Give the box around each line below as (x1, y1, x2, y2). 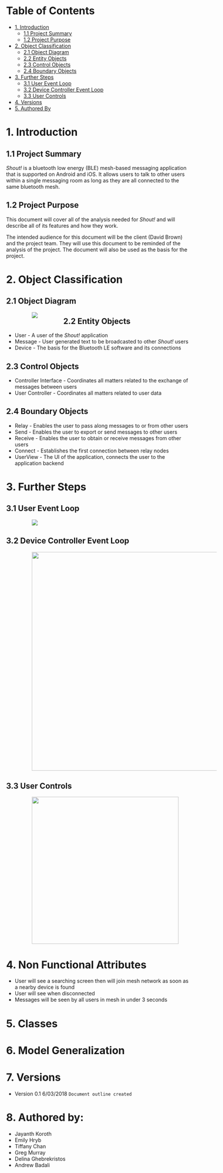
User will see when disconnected (14, 990, 95, 997)
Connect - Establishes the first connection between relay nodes (14, 447, 169, 454)
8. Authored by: (6, 1111, 84, 1124)
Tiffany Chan (14, 1142, 46, 1149)
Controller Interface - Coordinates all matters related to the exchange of (14, 376, 188, 384)
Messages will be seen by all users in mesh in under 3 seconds (14, 996, 168, 1004)
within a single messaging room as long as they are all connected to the (6, 176, 180, 184)
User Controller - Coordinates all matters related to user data (14, 389, 162, 396)
